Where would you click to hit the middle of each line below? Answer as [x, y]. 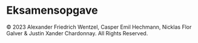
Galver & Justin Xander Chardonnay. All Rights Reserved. [77, 33]
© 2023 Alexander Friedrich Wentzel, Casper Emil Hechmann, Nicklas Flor [99, 27]
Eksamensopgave [52, 10]
